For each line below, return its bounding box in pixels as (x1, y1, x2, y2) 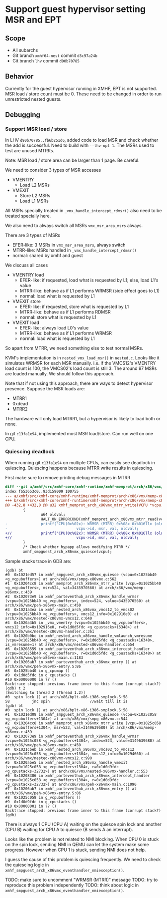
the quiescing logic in (5, 862, 49, 868)
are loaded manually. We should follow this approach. (5, 370, 115, 376)
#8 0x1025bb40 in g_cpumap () (5, 668, 70, 673)
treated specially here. (5, 213, 51, 219)
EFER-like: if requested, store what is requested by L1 (19, 303, 129, 309)
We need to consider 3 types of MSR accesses (5, 167, 101, 173)
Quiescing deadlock (5, 448, 55, 455)
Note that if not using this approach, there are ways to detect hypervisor (5, 380, 153, 386)
